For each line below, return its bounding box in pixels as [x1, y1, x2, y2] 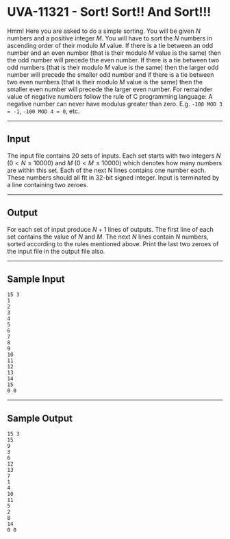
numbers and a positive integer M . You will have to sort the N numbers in [7, 34, 212, 42]
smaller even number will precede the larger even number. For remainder [7, 85, 213, 93]
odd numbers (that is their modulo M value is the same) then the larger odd [7, 63, 219, 71]
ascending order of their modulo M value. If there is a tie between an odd [7, 41, 214, 49]
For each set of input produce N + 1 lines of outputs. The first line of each [7, 225, 214, 233]
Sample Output [7, 412, 73, 424]
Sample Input [7, 273, 65, 285]
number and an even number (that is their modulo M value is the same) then [7, 49, 221, 57]
